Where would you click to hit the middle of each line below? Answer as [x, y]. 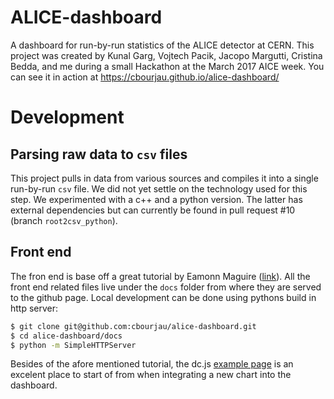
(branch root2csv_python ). [64, 220]
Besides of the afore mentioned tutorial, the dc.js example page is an [152, 364]
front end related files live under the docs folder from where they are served [166, 287]
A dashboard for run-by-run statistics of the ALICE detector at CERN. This [162, 45]
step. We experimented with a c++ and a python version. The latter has [156, 199]
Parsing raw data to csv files [99, 154]
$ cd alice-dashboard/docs [66, 336]
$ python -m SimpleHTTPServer [73, 345]
